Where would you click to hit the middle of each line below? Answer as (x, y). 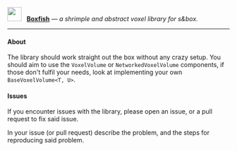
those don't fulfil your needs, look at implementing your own (95, 72)
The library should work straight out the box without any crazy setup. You (114, 57)
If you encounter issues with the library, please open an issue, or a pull (110, 111)
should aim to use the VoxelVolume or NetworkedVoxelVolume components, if (116, 65)
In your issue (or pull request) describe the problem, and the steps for (109, 133)
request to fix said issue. (43, 119)
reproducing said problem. (46, 140)
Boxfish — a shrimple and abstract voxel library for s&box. (113, 19)
